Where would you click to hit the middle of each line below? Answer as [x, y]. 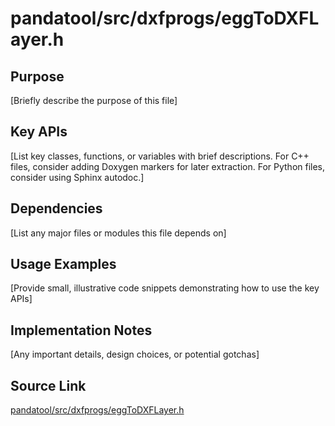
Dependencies [56, 208]
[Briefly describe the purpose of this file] [94, 100]
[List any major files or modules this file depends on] [118, 233]
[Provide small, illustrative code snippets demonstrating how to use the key [165, 288]
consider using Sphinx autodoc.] [77, 177]
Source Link [48, 385]
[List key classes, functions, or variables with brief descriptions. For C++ [160, 156]
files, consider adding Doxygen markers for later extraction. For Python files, [168, 166]
